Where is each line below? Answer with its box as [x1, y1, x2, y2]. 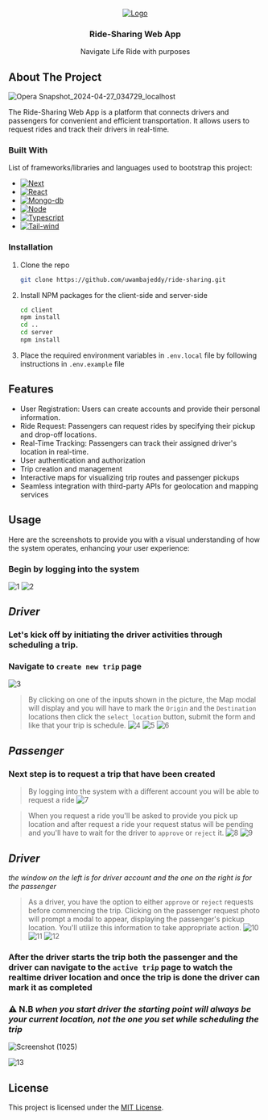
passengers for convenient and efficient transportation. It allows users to [8, 116, 249, 126]
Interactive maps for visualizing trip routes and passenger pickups [19, 472, 240, 482]
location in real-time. [19, 447, 89, 456]
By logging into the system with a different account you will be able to [27, 787, 260, 796]
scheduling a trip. [8, 640, 79, 651]
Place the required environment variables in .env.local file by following [19, 350, 258, 360]
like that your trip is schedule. [27, 720, 126, 730]
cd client [19, 306, 54, 314]
